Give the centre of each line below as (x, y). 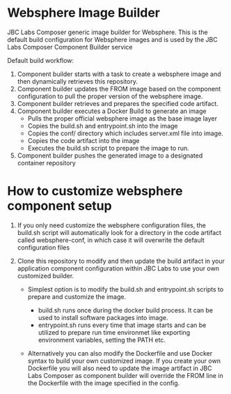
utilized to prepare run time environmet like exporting (114, 332)
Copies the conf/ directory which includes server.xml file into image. (126, 133)
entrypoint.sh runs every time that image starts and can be (122, 325)
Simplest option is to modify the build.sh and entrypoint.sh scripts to (126, 289)
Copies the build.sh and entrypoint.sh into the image (103, 126)
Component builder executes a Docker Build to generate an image (112, 111)
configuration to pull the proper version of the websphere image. (110, 96)
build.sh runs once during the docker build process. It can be (126, 310)
